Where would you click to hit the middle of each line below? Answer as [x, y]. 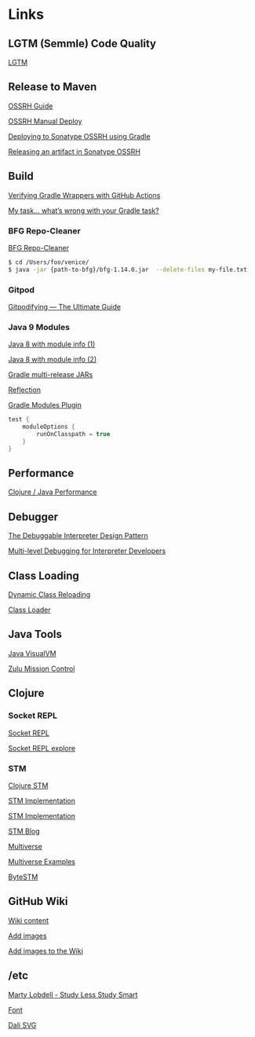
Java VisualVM [32, 653]
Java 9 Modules [39, 327]
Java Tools [35, 634]
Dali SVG [22, 1025]
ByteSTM [23, 877]
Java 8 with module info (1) [52, 344]
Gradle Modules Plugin [45, 405]
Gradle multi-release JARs [51, 375]
